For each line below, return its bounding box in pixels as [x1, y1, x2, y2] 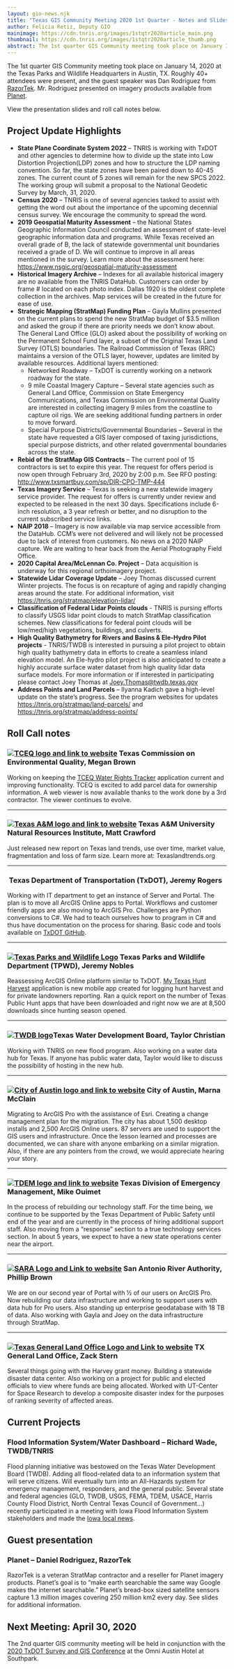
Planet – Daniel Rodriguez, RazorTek [7, 1555, 132, 1564]
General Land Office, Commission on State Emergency [27, 388, 185, 396]
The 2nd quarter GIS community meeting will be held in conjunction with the [7, 1640, 226, 1648]
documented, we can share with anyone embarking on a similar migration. [7, 1139, 219, 1148]
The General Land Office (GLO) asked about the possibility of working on [17, 329, 227, 337]
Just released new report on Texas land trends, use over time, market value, [7, 844, 226, 852]
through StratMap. [7, 1318, 60, 1326]
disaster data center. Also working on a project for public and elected [7, 1374, 205, 1382]
